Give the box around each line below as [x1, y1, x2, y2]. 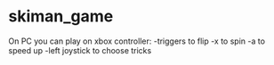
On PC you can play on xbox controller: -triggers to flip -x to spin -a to [8, 36, 266, 46]
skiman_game [8, 6, 114, 27]
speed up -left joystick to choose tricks [8, 45, 152, 55]
